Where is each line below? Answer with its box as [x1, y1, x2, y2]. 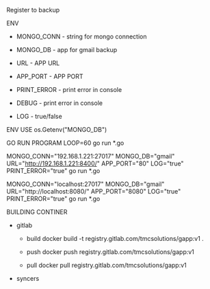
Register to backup [6, 6, 60, 14]
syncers [16, 275, 40, 282]
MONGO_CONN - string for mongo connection [16, 32, 147, 41]
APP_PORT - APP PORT [16, 72, 83, 80]
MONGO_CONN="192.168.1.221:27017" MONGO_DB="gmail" [6, 152, 175, 160]
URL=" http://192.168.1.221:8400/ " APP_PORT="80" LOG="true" [6, 159, 184, 167]
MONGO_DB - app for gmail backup [16, 46, 118, 54]
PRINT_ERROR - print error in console [16, 86, 122, 93]
